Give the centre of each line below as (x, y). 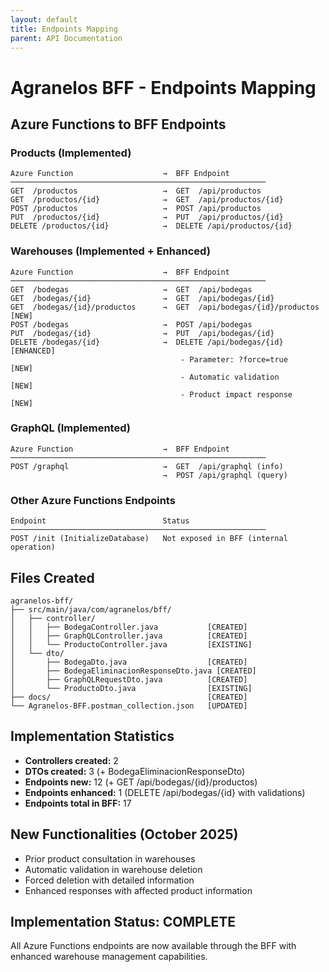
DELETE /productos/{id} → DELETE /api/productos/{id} (151, 226)
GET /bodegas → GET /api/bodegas (131, 289)
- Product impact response (236, 394)
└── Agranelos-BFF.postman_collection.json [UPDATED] (129, 706)
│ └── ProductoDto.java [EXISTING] (131, 688)
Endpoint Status (100, 521)
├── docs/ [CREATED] (129, 697)
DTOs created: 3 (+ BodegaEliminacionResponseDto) (134, 771)
